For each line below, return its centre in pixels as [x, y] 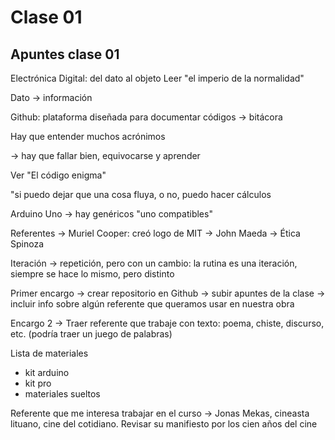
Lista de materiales [49, 353]
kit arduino [47, 372]
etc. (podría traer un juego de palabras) [91, 334]
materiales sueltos [62, 394]
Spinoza [27, 244]
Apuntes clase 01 [65, 54]
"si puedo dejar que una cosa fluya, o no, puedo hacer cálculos [141, 194]
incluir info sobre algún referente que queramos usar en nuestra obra [152, 304]
